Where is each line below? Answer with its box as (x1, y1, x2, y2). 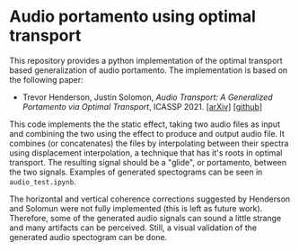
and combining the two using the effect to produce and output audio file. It (9, 128, 286, 139)
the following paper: (9, 74, 84, 85)
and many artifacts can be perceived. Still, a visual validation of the (9, 222, 258, 233)
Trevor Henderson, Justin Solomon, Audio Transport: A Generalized (22, 92, 273, 103)
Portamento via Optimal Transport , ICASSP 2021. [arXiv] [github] (22, 101, 263, 112)
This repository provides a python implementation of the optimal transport (9, 55, 283, 66)
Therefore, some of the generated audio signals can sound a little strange (9, 212, 282, 223)
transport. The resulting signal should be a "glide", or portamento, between (9, 157, 287, 167)
